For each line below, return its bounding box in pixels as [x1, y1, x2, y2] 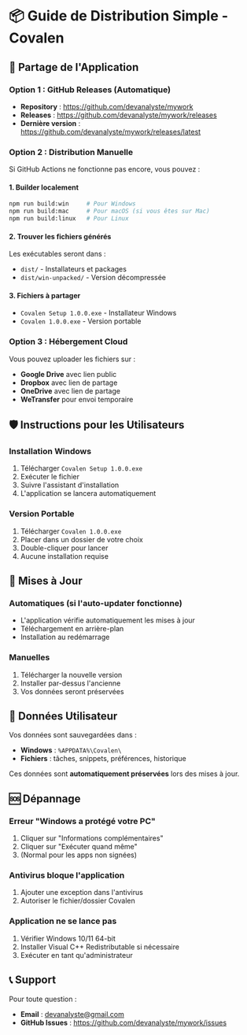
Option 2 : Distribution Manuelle [9, 146, 133, 157]
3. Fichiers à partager [9, 290, 81, 300]
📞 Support [9, 974, 57, 987]
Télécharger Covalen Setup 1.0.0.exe [20, 464, 143, 473]
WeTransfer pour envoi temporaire [20, 394, 134, 404]
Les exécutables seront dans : [9, 250, 106, 259]
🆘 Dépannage [9, 792, 81, 805]
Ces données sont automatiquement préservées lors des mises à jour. [9, 769, 240, 778]
